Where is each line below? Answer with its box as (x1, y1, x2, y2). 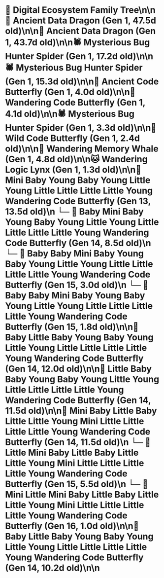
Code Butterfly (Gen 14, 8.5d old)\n (5, 238, 151, 249)
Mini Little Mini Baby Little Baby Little (5, 489, 159, 500)
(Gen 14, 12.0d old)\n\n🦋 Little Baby (5, 363, 152, 374)
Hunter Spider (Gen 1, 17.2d (5, 51, 118, 62)
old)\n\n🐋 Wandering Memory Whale (5, 143, 159, 154)
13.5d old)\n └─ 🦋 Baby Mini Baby (5, 206, 144, 217)
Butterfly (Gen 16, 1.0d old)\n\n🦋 (5, 520, 139, 532)
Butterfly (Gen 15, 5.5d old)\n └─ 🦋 (5, 478, 149, 490)
